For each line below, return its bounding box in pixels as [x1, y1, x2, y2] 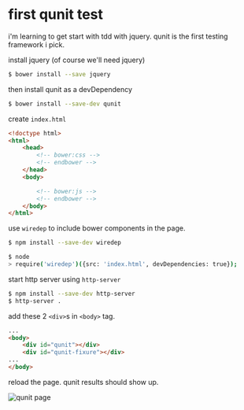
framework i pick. [8, 39, 65, 49]
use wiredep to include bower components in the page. [8, 223, 186, 233]
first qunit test [8, 6, 104, 24]
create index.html [8, 114, 67, 124]
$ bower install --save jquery [8, 70, 111, 78]
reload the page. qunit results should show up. [8, 377, 159, 386]
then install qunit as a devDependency [8, 84, 132, 94]
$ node [8, 253, 30, 261]
